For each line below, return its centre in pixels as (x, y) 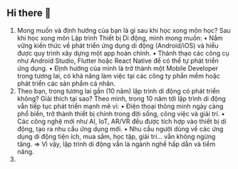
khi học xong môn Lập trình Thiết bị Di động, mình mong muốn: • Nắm (120, 38)
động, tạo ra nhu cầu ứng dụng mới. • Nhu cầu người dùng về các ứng (120, 128)
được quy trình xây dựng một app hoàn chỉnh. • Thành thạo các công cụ (123, 53)
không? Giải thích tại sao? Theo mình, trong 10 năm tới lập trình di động (121, 98)
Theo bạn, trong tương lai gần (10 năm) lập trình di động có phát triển (118, 91)
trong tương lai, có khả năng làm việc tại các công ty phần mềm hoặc (118, 76)
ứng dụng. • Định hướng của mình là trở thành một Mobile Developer (118, 68)
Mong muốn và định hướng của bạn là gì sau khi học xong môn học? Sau (124, 30)
